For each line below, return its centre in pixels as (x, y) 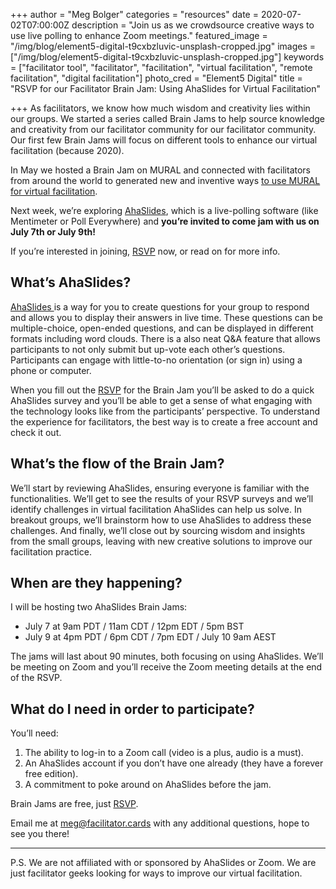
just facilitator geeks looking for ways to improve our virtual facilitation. (156, 873)
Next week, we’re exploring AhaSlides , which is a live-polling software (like (164, 210)
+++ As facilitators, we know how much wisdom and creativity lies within (160, 108)
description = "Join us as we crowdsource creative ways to (193, 25)
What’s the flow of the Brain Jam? (117, 464)
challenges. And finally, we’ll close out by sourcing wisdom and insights (158, 530)
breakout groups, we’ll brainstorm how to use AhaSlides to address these (161, 520)
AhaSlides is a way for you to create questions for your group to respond (160, 306)
